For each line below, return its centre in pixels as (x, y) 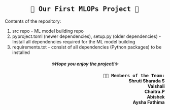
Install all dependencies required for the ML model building (74, 41)
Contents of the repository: (33, 21)
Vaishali (156, 86)
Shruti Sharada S (147, 81)
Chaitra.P (155, 92)
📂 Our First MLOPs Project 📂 (85, 9)
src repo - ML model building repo (48, 31)
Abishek (156, 97)
